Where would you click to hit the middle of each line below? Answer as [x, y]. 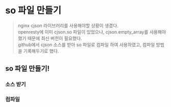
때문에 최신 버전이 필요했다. [55, 38]
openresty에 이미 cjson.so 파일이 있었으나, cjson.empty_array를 [83, 32]
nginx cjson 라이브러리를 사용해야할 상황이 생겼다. [68, 25]
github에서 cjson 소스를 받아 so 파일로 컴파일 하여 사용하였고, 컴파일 [86, 44]
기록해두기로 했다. [41, 51]
